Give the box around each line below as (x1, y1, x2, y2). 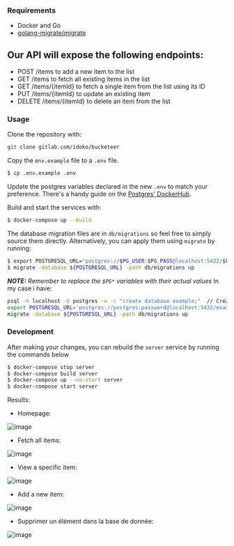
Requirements (7, 6, 56, 15)
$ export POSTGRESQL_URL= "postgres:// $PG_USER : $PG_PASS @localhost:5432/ (7, 258, 223, 265)
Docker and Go (17, 22, 61, 30)
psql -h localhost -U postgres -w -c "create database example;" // (7, 297, 214, 304)
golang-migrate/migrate (17, 29, 86, 37)
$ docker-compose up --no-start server (7, 377, 123, 384)
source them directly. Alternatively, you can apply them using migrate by (7, 237, 215, 245)
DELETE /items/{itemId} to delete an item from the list (17, 97, 171, 106)
